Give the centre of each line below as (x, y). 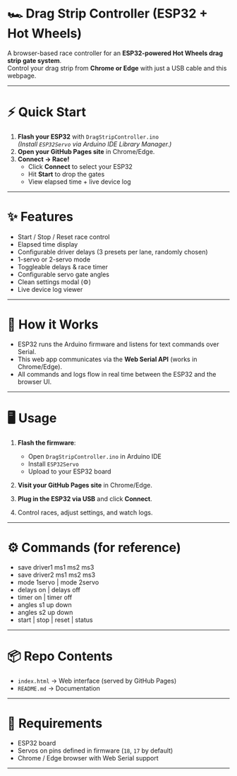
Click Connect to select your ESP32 (80, 166)
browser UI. (34, 382)
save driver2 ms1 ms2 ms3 (56, 575)
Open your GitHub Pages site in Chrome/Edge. (86, 151)
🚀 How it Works (53, 324)
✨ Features (41, 217)
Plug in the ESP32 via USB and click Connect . (85, 498)
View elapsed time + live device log (80, 182)
